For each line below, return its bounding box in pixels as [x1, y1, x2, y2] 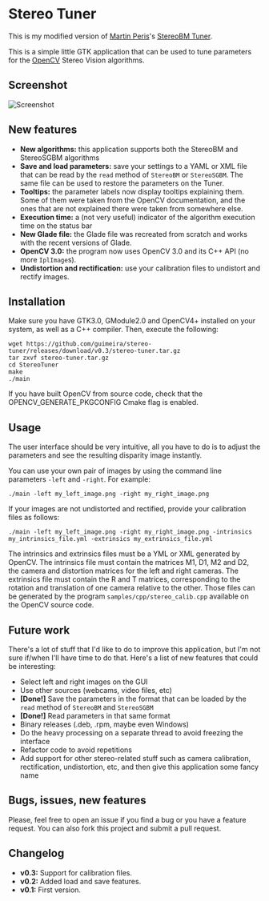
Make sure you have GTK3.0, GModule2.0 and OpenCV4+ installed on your [8, 316, 256, 326]
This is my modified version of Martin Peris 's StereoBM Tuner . [8, 31, 213, 41]
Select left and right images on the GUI [19, 677, 148, 687]
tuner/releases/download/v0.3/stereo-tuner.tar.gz [8, 347, 181, 355]
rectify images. [19, 271, 70, 281]
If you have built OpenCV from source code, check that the [8, 389, 203, 398]
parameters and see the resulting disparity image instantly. [8, 450, 203, 460]
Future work [8, 623, 70, 637]
